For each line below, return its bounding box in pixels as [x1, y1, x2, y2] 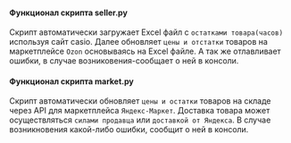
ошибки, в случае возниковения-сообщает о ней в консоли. [9, 55, 239, 66]
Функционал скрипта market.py [9, 76, 134, 87]
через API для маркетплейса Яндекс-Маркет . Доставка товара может [9, 105, 270, 116]
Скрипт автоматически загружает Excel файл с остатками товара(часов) [9, 27, 284, 38]
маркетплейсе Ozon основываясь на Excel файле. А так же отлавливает [9, 46, 281, 57]
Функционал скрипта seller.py [9, 7, 128, 18]
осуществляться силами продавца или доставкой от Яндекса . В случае [9, 114, 271, 125]
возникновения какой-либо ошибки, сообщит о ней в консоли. [9, 124, 249, 135]
